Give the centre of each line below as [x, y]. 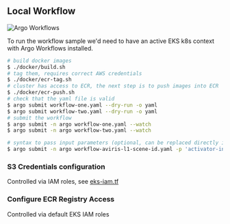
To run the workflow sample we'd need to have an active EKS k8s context [111, 41]
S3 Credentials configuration [56, 167]
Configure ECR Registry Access [61, 199]
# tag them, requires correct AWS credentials [75, 73]
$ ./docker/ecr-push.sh [41, 93]
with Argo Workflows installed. [50, 48]
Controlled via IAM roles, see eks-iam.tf [63, 182]
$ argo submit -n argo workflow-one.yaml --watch [79, 124]
